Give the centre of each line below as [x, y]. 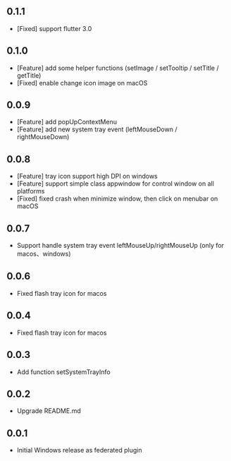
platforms [31, 191]
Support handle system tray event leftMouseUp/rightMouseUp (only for [120, 246]
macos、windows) [44, 254]
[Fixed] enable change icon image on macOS [82, 83]
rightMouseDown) [43, 137]
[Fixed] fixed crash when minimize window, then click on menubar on [117, 199]
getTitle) [29, 75]
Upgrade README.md [49, 411]
